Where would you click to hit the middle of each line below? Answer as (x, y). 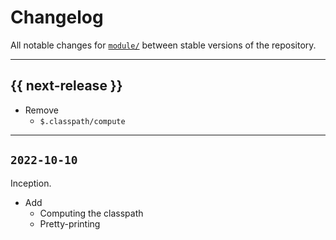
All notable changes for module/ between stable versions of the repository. (163, 45)
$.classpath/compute (82, 121)
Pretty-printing (70, 223)
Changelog (57, 17)
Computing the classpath (91, 213)
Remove (41, 110)
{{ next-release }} (66, 86)
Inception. (31, 183)
